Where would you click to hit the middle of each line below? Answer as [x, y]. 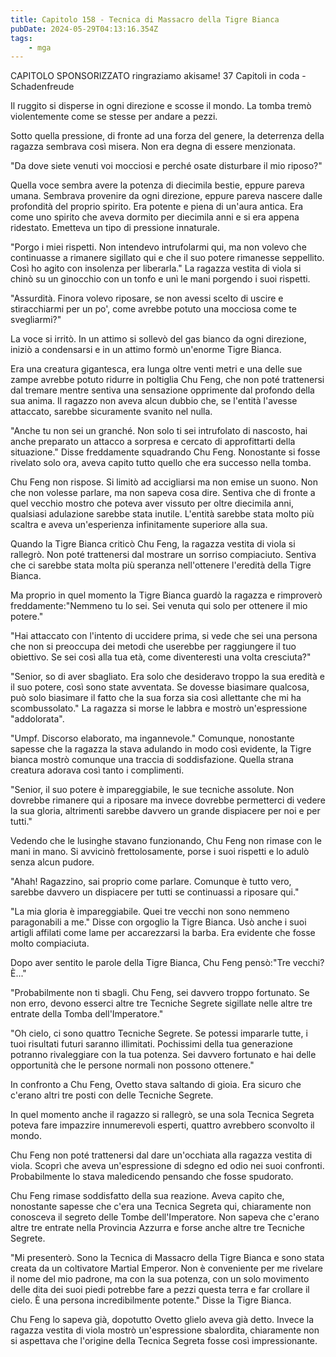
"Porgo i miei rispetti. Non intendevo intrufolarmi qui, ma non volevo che [158, 247]
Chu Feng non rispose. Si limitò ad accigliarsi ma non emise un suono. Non [164, 482]
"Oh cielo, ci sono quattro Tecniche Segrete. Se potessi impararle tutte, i [159, 1033]
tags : [21, 38]
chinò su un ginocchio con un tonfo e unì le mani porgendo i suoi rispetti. [160, 279]
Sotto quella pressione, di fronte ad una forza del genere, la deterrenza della [167, 136]
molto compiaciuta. [50, 943]
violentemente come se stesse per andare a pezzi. [114, 117]
